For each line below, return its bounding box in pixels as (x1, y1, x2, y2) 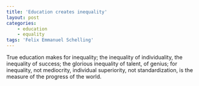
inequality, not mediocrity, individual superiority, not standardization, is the (6, 67, 194, 73)
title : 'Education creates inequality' (6, 8, 108, 15)
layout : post (6, 15, 40, 21)
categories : (6, 20, 37, 26)
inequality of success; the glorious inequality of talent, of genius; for (6, 60, 178, 67)
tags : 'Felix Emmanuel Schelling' (6, 37, 94, 43)
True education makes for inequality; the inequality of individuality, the (6, 54, 183, 61)
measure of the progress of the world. (6, 73, 102, 80)
